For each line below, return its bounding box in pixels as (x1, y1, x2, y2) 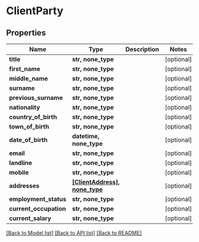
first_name (9, 65, 40, 73)
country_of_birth (9, 113, 57, 121)
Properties (6, 28, 46, 38)
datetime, (72, 132, 99, 140)
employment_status (9, 195, 67, 203)
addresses (9, 182, 40, 190)
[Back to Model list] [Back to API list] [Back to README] (6, 230, 142, 236)
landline (9, 159, 33, 167)
